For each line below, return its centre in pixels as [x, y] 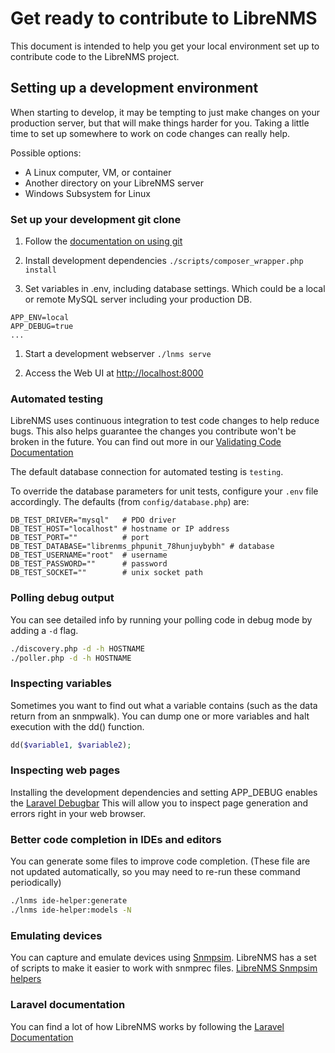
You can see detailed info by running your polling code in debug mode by [161, 619]
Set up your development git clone [96, 219]
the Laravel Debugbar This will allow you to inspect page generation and [159, 803]
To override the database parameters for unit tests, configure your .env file [164, 491]
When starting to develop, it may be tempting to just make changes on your [165, 112]
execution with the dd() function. [77, 726]
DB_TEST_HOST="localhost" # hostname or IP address [120, 529]
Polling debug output [62, 598]
